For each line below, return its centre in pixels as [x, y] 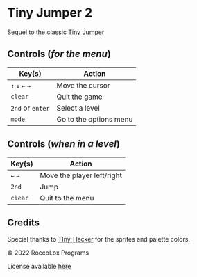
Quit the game [79, 97]
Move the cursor [83, 85]
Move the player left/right [81, 175]
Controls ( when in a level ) [63, 144]
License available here [39, 267]
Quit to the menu [67, 198]
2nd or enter [30, 108]
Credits [24, 222]
